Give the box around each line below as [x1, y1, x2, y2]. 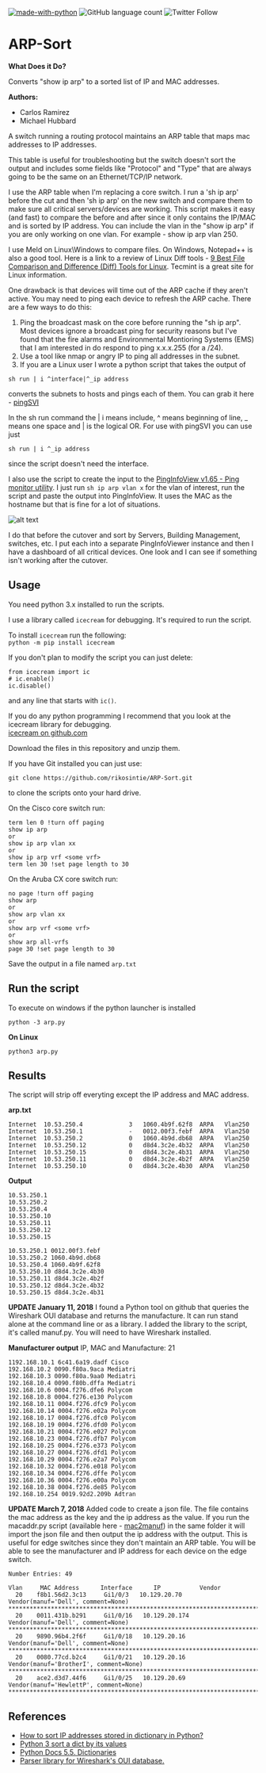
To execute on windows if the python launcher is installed [8, 1003, 196, 1013]
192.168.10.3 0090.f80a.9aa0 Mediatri [8, 1373, 136, 1380]
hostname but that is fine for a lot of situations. [8, 500, 161, 509]
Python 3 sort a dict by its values [19, 1739, 127, 1748]
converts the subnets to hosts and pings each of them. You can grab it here [8, 389, 255, 398]
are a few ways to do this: [8, 302, 93, 312]
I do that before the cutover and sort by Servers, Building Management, [8, 530, 241, 539]
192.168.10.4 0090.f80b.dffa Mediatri [8, 1380, 136, 1388]
